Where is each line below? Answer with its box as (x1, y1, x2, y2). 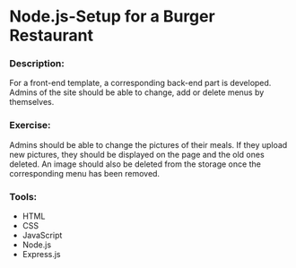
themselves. (9, 97, 55, 108)
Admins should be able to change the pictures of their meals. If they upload (9, 139, 288, 150)
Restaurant (9, 25, 94, 46)
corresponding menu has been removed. (9, 168, 160, 178)
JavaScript (22, 230, 63, 241)
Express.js (22, 249, 61, 260)
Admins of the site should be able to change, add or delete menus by (9, 87, 265, 98)
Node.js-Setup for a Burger (9, 6, 215, 27)
